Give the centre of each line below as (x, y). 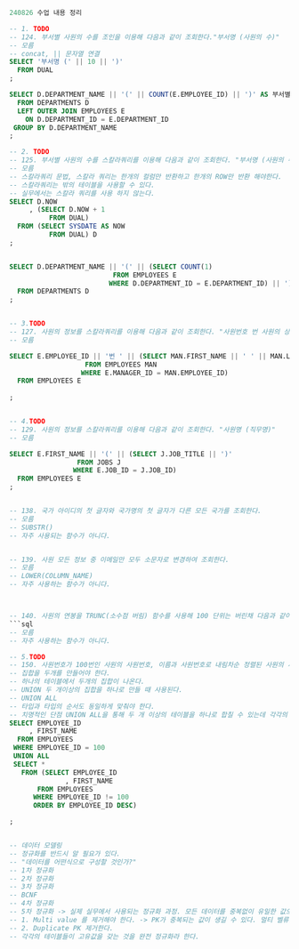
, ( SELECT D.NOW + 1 (67, 210)
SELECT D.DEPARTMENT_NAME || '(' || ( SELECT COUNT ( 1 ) (111, 267)
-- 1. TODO (29, 28)
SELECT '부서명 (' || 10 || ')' (66, 62)
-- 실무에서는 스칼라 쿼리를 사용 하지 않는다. (82, 193)
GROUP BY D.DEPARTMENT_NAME (65, 128)
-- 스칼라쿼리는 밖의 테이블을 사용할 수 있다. (82, 185)
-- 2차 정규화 (32, 879)
